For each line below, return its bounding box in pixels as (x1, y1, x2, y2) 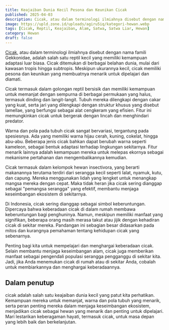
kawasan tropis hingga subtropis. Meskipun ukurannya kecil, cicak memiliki (5, 65, 161, 71)
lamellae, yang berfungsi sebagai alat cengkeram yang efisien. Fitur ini (5, 107, 152, 113)
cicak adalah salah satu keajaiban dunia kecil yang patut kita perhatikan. (5, 292, 155, 298)
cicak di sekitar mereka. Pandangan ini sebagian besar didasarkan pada (5, 222, 154, 228)
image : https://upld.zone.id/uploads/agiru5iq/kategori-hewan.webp (5, 21, 150, 27)
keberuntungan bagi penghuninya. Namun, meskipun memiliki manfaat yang (5, 211, 163, 217)
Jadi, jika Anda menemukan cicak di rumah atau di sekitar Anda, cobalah (5, 258, 156, 265)
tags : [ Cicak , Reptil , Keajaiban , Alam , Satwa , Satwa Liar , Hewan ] (5, 26, 150, 31)
